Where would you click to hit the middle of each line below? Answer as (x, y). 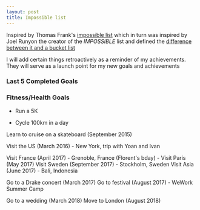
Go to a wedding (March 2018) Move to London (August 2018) (84, 200)
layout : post (23, 12)
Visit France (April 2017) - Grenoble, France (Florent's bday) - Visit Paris (96, 157)
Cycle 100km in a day (42, 122)
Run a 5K (26, 111)
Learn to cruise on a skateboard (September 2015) (69, 134)
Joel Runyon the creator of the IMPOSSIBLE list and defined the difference (99, 41)
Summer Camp (25, 189)
